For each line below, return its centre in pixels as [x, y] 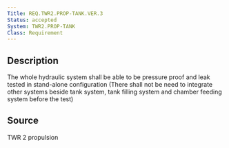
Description [33, 60]
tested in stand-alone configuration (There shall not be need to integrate [110, 85]
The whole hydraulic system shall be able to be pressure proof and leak [109, 77]
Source [23, 121]
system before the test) [40, 99]
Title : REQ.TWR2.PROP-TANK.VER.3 [55, 13]
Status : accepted [32, 20]
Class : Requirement [35, 33]
